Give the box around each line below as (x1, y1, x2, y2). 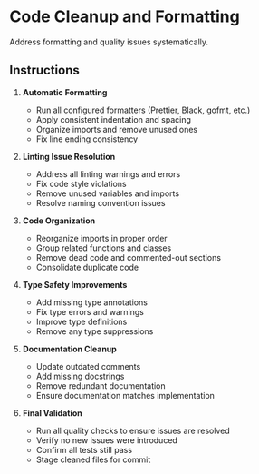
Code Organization (22, 215, 96, 226)
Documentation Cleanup (22, 343, 118, 354)
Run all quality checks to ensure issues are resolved (35, 425, 230, 436)
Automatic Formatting (22, 86, 108, 97)
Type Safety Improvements (22, 279, 128, 290)
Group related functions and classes (35, 242, 172, 253)
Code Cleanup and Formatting (9, 6, 240, 27)
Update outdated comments (35, 360, 141, 371)
